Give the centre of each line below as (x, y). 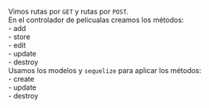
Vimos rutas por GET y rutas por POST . (69, 12)
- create (21, 79)
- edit (17, 45)
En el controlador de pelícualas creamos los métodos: (96, 20)
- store (19, 37)
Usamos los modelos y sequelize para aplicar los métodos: (105, 70)
